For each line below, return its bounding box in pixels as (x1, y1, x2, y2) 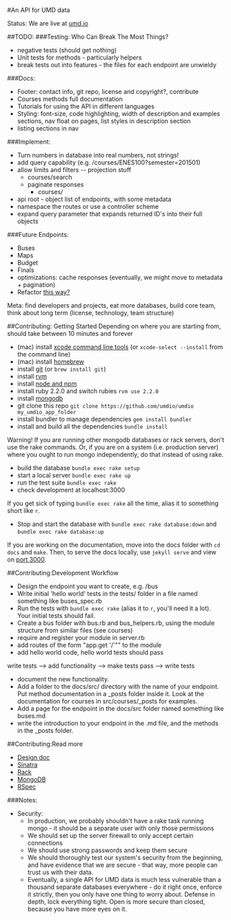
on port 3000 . (7, 556, 47, 563)
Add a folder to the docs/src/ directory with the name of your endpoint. (17, 682, 219, 691)
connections (27, 839, 63, 847)
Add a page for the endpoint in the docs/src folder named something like (17, 704, 224, 713)
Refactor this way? (17, 288, 70, 296)
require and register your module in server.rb (17, 634, 145, 641)
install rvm (17, 373, 47, 380)
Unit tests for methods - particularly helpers (17, 53, 143, 62)
